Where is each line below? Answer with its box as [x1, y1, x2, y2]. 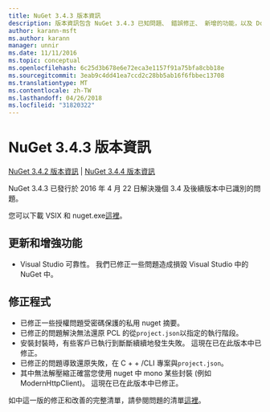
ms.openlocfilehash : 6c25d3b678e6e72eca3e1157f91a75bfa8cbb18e [8, 64, 225, 72]
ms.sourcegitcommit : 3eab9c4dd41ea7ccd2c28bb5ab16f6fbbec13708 [8, 71, 225, 80]
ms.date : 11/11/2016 [8, 49, 78, 57]
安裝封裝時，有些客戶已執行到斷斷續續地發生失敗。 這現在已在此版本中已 [19, 338, 262, 348]
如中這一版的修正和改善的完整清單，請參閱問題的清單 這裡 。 [8, 395, 206, 405]
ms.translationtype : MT [8, 79, 88, 87]
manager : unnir [8, 42, 59, 50]
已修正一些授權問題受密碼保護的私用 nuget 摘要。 [19, 318, 185, 328]
